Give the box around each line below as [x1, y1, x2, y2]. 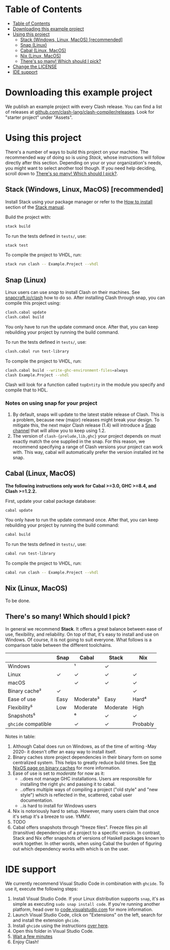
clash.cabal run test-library [5, 349, 70, 354]
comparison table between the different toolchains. [5, 642, 113, 648]
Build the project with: [5, 214, 51, 220]
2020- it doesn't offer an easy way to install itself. [12, 748, 117, 755]
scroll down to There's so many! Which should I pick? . [5, 170, 118, 176]
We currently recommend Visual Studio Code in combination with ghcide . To [5, 880, 164, 887]
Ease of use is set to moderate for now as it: [12, 770, 105, 776]
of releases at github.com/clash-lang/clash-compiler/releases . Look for [5, 109, 155, 115]
